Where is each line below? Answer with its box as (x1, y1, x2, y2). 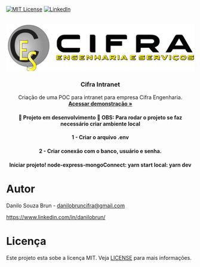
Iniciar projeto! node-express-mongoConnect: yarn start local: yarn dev (9, 161, 192, 168)
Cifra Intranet (80, 80, 121, 88)
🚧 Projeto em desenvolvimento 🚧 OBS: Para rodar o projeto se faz (18, 113, 183, 121)
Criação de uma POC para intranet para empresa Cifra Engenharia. (18, 94, 183, 101)
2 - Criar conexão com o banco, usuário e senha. (38, 148, 162, 155)
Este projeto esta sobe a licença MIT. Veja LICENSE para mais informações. (6, 254, 192, 261)
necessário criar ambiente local (60, 120, 140, 127)
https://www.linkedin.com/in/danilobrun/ (6, 213, 106, 220)
